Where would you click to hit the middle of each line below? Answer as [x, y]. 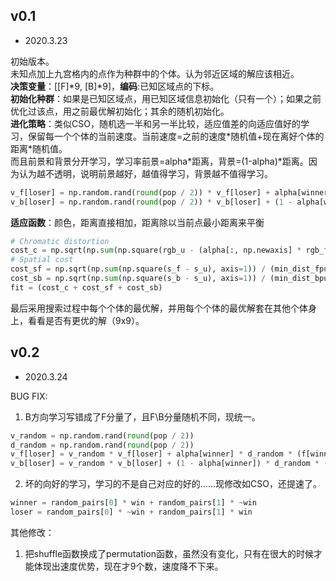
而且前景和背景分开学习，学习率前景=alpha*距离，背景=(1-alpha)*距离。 [159, 161]
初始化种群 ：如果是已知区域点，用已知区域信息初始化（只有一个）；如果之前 [166, 98]
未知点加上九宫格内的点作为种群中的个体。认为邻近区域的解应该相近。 [155, 73]
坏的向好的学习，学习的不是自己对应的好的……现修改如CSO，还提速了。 [173, 484]
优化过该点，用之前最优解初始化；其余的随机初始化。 [120, 111]
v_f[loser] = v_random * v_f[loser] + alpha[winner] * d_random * [151, 454]
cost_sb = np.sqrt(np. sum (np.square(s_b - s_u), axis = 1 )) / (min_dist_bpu [169, 279]
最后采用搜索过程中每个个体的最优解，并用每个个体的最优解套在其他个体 [159, 308]
